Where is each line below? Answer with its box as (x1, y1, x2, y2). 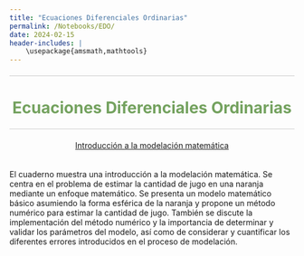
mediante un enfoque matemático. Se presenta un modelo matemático (9, 188, 272, 199)
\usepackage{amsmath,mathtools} (25, 47, 147, 56)
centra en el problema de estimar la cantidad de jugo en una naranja (9, 178, 264, 190)
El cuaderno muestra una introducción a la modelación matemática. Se (9, 169, 273, 180)
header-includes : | (9, 38, 83, 48)
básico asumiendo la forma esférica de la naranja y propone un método (9, 198, 276, 209)
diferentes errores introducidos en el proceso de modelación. (9, 236, 238, 247)
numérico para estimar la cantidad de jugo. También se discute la (9, 207, 253, 218)
